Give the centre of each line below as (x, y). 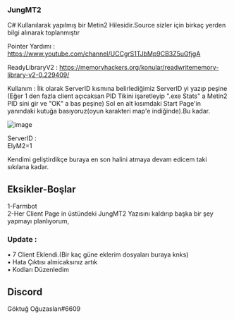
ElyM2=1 (20, 146)
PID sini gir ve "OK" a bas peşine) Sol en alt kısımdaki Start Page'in (104, 104)
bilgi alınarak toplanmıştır (44, 32)
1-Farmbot (22, 207)
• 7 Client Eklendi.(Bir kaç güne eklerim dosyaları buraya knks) (98, 254)
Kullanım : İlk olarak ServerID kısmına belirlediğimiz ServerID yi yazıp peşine (117, 89)
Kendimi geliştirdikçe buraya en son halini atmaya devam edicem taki (107, 159)
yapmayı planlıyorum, (38, 221)
